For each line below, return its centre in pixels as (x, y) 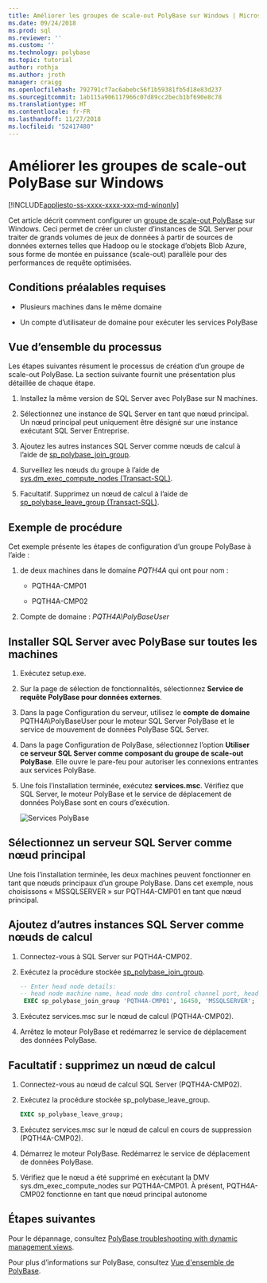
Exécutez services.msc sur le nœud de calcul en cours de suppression (135, 1129)
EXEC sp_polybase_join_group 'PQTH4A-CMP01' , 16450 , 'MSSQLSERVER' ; (139, 1001)
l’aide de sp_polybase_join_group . (75, 455)
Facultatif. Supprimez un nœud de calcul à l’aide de (104, 494)
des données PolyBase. (58, 1040)
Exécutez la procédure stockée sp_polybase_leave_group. (115, 1100)
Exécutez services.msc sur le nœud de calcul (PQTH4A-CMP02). (127, 1017)
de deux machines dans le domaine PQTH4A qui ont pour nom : (124, 570)
